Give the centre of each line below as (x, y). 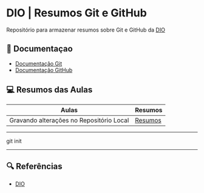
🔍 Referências (34, 166)
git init (14, 141)
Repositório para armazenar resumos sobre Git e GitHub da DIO (86, 30)
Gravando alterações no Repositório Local (69, 120)
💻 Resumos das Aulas (49, 90)
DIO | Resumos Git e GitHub (76, 13)
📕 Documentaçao (39, 49)
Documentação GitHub (44, 70)
